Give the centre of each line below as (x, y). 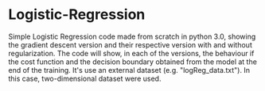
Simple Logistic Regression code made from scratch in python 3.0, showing (132, 36)
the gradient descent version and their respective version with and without (130, 44)
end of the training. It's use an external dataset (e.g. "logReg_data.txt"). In (129, 70)
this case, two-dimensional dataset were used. (85, 78)
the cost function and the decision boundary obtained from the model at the (132, 62)
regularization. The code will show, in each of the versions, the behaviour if (131, 53)
